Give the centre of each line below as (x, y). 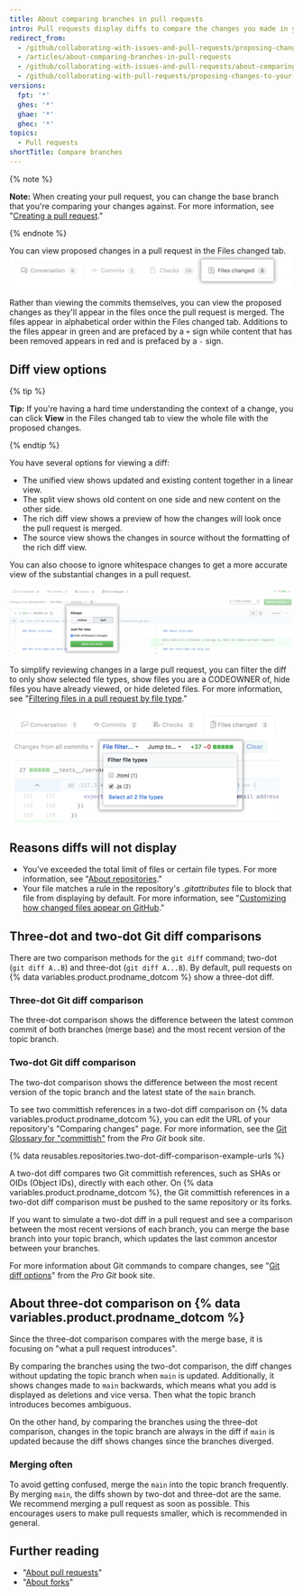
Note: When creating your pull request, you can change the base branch (144, 196)
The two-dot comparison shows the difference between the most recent (143, 1082)
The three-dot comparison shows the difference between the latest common (151, 1020)
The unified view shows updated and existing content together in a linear (158, 480)
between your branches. (55, 1248)
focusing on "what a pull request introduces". (93, 1349)
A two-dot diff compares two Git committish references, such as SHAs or (145, 1173)
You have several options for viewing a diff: (89, 463)
